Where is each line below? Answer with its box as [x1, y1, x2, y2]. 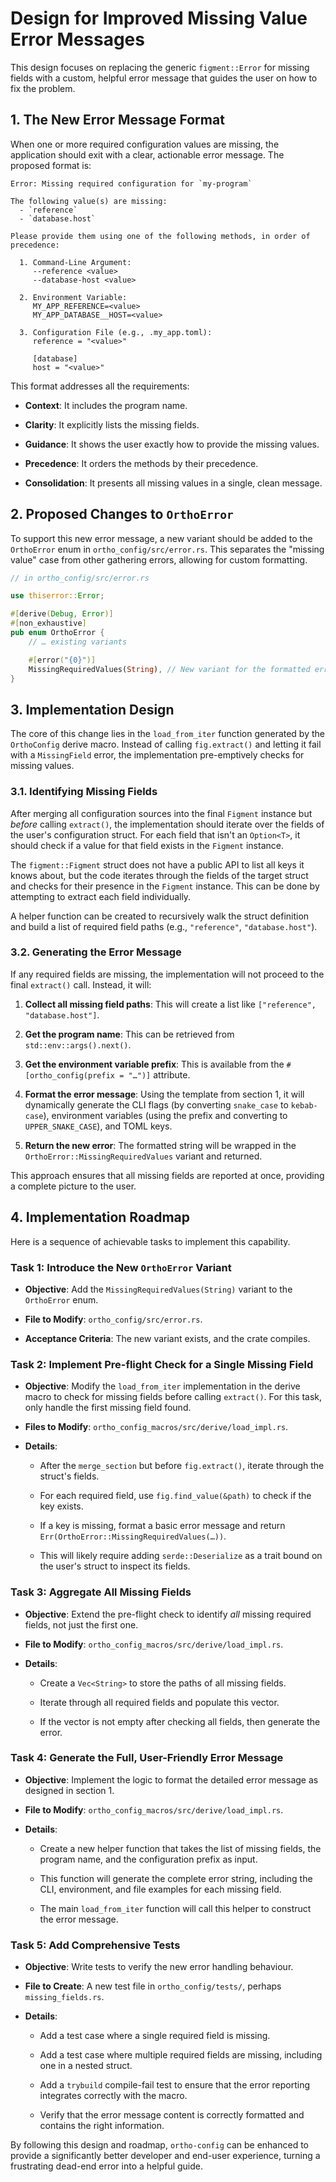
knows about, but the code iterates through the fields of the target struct [10, 869, 309, 881]
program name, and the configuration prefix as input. [39, 1853, 258, 1865]
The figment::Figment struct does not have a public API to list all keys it [10, 858, 305, 871]
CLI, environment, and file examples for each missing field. [39, 1883, 282, 1895]
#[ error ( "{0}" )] [28, 655, 97, 665]
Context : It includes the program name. [24, 399, 188, 411]
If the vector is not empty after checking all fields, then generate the [39, 1715, 321, 1727]
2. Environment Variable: [19, 292, 128, 302]
